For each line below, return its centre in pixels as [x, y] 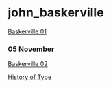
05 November [31, 49]
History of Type [30, 77]
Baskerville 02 [28, 64]
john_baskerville [56, 13]
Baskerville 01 [27, 31]
